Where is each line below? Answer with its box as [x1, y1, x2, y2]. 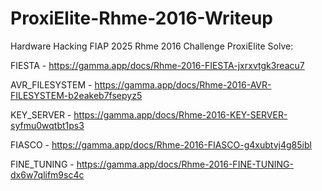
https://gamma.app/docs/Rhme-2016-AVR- [94, 78, 272, 91]
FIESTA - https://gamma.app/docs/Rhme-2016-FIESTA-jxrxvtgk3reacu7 [10, 59, 305, 71]
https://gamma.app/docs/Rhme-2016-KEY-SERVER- [73, 108, 288, 121]
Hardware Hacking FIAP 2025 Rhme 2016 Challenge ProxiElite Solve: [10, 40, 294, 52]
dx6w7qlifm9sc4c [10, 168, 85, 181]
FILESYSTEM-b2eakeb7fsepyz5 [10, 89, 143, 101]
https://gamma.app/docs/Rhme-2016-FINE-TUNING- [76, 158, 294, 170]
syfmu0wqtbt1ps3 [10, 119, 85, 131]
